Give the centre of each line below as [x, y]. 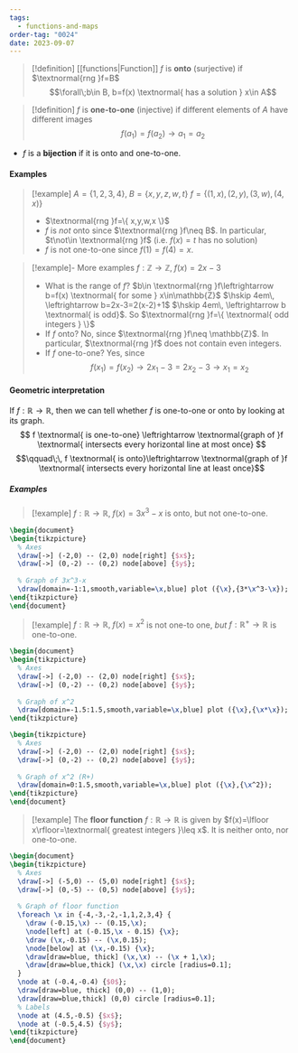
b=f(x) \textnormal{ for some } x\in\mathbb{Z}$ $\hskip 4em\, [160, 295]
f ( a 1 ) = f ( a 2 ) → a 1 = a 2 [163, 135]
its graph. [27, 421]
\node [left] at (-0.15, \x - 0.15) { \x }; [102, 931]
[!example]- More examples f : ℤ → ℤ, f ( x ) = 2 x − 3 [126, 268]
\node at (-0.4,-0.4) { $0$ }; [72, 982]
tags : [19, 18]
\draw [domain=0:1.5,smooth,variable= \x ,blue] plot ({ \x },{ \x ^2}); [145, 785]
